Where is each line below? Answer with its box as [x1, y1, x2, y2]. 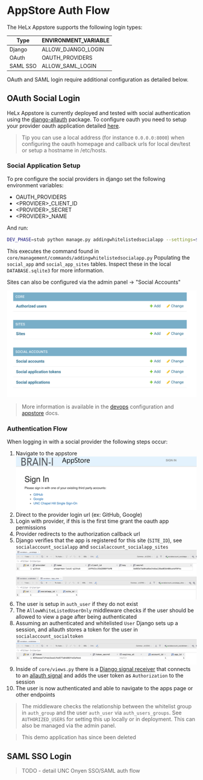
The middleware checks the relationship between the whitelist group [21, 703, 192, 710]
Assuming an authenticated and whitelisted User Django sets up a [15, 619, 178, 626]
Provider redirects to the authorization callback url [15, 530, 140, 537]
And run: [7, 224, 29, 231]
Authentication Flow [7, 424, 68, 432]
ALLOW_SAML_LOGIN [42, 63, 97, 70]
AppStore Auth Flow [7, 4, 110, 17]
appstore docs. [21, 409, 60, 416]
